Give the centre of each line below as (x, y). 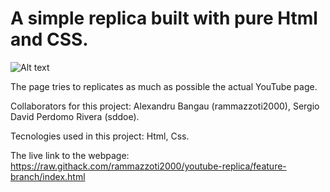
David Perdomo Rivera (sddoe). (75, 116)
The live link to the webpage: (70, 155)
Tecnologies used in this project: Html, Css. (100, 136)
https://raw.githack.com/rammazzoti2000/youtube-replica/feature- (148, 166)
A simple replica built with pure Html (164, 18)
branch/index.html (48, 176)
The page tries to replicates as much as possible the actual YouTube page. (164, 86)
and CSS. (49, 39)
